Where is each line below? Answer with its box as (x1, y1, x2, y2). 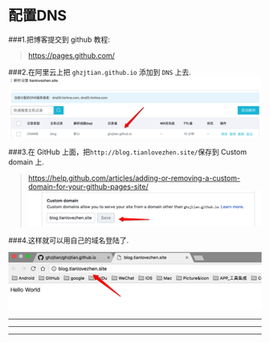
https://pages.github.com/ (27, 51, 115, 60)
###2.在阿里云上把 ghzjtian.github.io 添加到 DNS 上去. (8, 67, 191, 76)
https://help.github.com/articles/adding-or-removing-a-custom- (27, 174, 241, 182)
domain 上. (8, 157, 44, 166)
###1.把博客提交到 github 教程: (8, 35, 110, 44)
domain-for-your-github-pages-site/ (27, 182, 149, 191)
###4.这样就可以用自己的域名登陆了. (8, 235, 129, 245)
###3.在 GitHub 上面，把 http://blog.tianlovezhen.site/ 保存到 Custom (8, 147, 247, 157)
